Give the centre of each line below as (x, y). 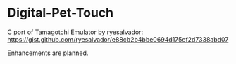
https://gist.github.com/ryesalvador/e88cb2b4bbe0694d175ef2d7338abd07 (118, 39)
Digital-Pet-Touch (61, 13)
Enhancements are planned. (48, 53)
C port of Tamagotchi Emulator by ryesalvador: (75, 32)
